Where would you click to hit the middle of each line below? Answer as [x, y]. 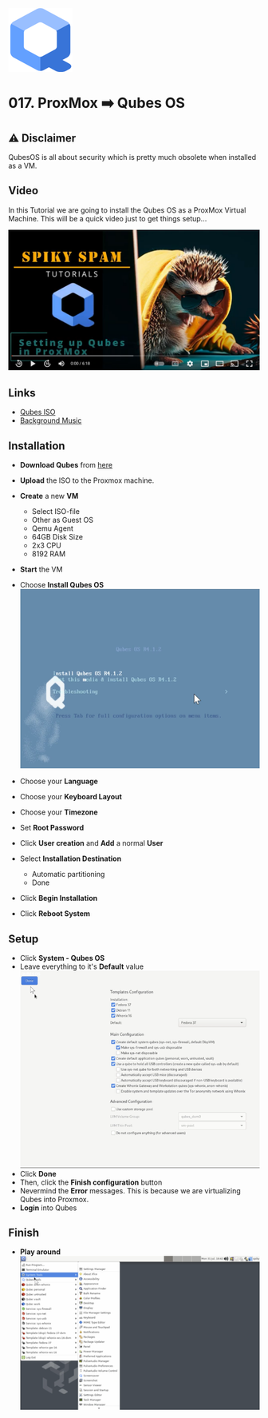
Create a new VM [49, 496]
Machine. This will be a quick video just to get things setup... [108, 218]
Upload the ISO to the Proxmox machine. [87, 480]
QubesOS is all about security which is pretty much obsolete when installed [132, 157]
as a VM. [23, 165]
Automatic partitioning [68, 874]
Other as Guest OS [63, 520]
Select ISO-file [55, 511]
